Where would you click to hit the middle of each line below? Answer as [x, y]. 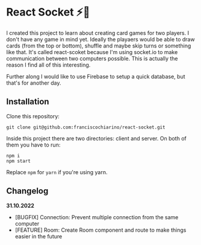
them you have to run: [33, 145]
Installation [28, 102]
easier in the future [39, 236]
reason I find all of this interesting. [48, 65]
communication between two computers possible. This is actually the [92, 58]
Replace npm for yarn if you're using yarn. [57, 172]
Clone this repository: [33, 116]
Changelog [27, 191]
